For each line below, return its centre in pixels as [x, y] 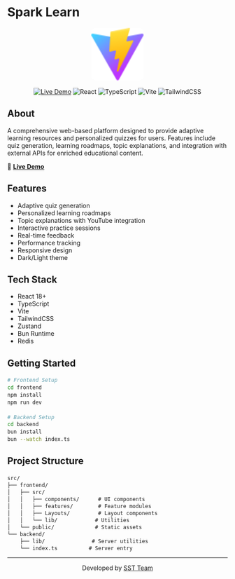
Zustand [29, 326]
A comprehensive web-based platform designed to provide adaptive [106, 130]
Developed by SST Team [117, 568]
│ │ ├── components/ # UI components [76, 499]
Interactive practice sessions [59, 228]
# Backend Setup [31, 417]
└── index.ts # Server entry [76, 548]
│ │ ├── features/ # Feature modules [79, 506]
